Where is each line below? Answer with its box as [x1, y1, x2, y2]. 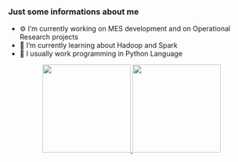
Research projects [19, 32, 78, 41]
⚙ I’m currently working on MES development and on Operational [19, 24, 231, 34]
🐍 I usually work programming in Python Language [19, 49, 182, 59]
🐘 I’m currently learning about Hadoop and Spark [19, 41, 178, 50]
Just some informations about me [8, 6, 139, 17]
